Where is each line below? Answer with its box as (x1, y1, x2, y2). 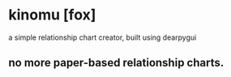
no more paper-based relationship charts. (8, 56, 225, 70)
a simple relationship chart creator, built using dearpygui (8, 32, 197, 42)
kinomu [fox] (8, 6, 96, 24)
